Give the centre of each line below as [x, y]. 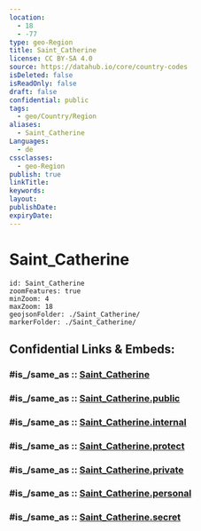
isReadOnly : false [43, 83]
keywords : [27, 191]
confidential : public [49, 100]
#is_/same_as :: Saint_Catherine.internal [98, 422]
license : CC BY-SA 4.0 [51, 59]
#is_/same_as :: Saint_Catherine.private [97, 470]
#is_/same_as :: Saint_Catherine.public [95, 398]
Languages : [29, 141]
